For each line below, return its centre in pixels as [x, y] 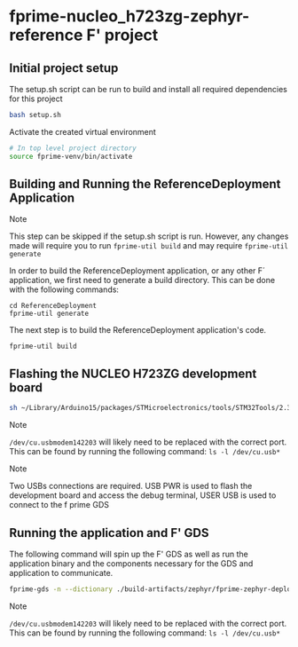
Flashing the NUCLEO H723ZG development [133, 373]
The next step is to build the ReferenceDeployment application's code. [138, 330]
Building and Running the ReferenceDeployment [145, 184]
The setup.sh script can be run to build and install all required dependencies [149, 89]
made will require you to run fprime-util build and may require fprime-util [149, 246]
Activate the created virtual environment [83, 131]
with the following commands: [64, 289]
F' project [122, 35]
